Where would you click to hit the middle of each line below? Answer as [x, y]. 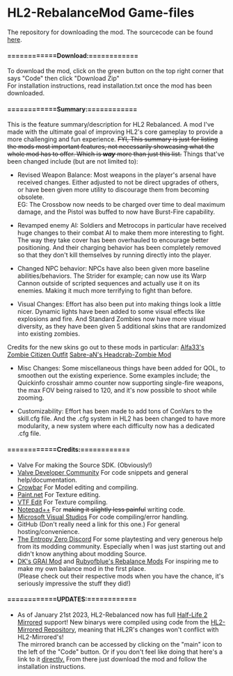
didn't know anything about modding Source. [82, 553]
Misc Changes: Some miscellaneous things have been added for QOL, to [121, 368]
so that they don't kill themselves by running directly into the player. [114, 255]
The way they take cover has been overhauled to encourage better [113, 240]
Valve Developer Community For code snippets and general [103, 472]
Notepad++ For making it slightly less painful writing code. [101, 509]
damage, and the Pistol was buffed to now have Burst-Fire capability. [116, 212]
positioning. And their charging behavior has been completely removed [119, 248]
